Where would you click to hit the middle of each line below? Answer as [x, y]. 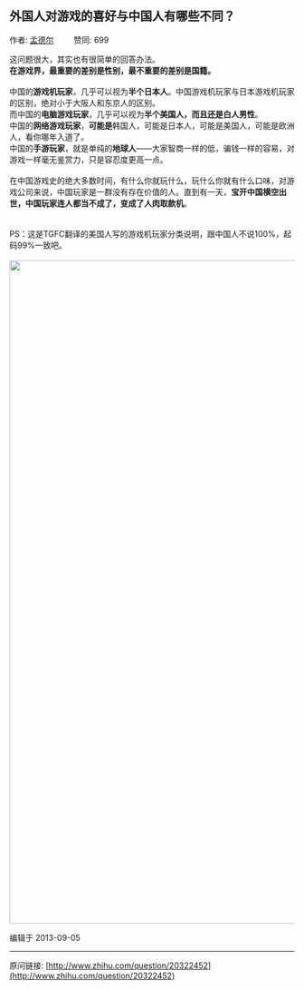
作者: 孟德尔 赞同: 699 [59, 40]
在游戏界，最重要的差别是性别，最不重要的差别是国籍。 [112, 70]
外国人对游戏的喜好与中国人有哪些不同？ [122, 16]
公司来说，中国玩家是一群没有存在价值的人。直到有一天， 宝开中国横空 [147, 191]
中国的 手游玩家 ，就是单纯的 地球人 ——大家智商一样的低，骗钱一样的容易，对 [152, 148]
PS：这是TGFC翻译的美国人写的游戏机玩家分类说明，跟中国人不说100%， [147, 233]
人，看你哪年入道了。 [49, 137]
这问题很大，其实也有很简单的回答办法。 [85, 59]
